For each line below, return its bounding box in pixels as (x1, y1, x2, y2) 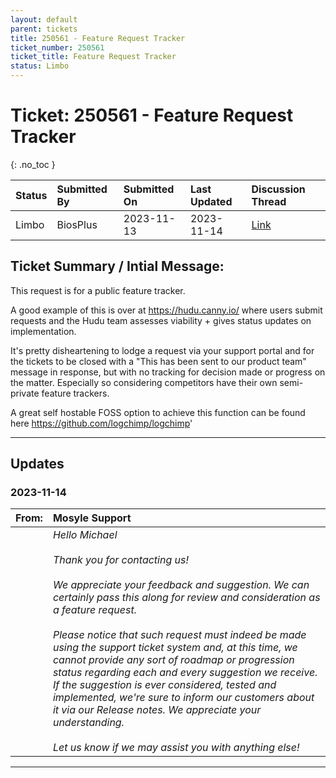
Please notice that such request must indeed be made (52, 628, 307, 642)
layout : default (10, 14, 78, 25)
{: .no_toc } (10, 158, 56, 170)
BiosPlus (56, 217, 98, 231)
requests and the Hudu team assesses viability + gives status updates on (10, 314, 312, 326)
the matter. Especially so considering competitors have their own (10, 376, 278, 388)
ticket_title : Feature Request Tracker (10, 52, 177, 62)
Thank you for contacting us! (52, 553, 190, 567)
